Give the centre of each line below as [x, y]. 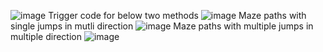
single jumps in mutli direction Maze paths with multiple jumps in [162, 26]
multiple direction [46, 36]
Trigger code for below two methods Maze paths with [177, 15]
